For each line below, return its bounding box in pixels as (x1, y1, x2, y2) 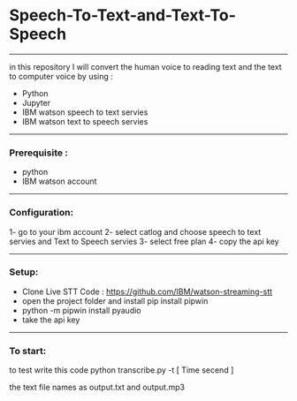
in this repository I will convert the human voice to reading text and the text (9, 61, 282, 72)
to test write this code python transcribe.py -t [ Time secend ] (9, 365, 234, 375)
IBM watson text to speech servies (21, 116, 148, 126)
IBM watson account (21, 176, 97, 186)
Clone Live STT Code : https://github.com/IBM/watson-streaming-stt (21, 286, 272, 297)
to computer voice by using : (9, 71, 113, 81)
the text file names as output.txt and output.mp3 (9, 382, 186, 393)
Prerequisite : (9, 147, 69, 159)
